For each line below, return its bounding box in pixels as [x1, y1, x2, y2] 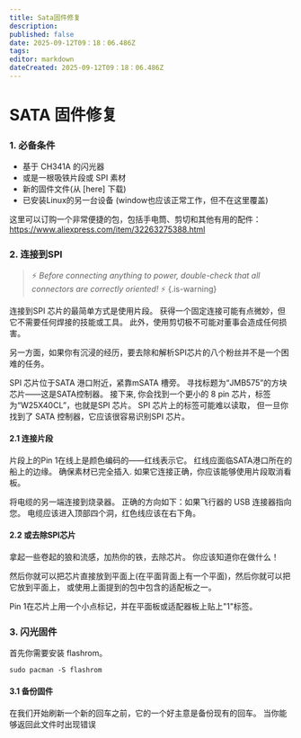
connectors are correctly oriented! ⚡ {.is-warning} [31, 283, 217, 294]
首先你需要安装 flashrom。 [9, 648, 108, 659]
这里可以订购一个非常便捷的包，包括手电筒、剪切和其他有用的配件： [9, 214, 261, 225]
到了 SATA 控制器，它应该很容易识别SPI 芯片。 [16, 411, 190, 422]
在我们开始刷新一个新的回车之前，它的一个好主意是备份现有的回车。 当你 [9, 707, 279, 718]
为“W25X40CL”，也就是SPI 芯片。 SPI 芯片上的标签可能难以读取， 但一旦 [9, 399, 281, 410]
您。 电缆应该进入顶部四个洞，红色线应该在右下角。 [9, 507, 200, 518]
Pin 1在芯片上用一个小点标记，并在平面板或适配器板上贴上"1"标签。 [9, 601, 258, 612]
